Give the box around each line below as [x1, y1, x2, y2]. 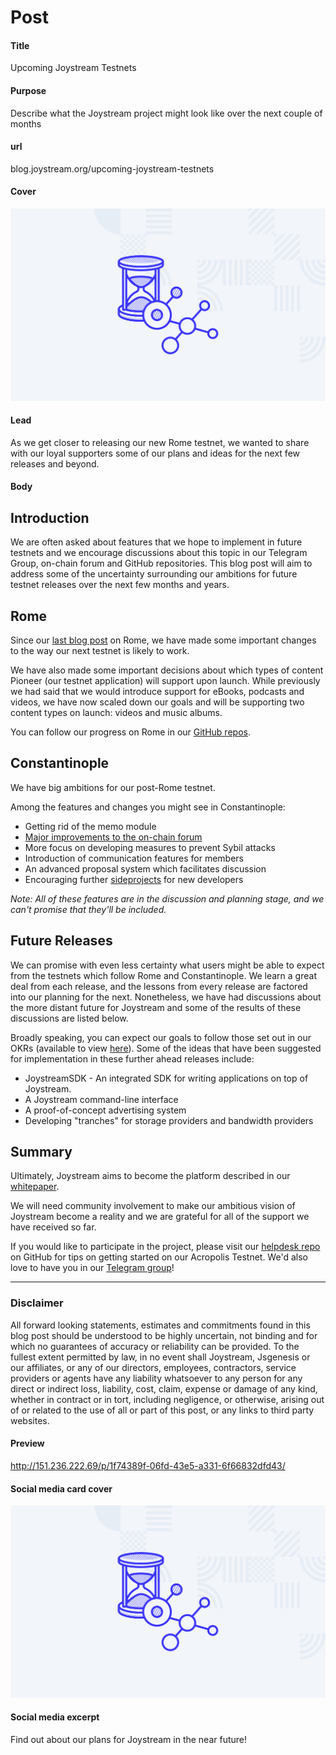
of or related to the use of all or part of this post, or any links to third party [10, 1404, 315, 1416]
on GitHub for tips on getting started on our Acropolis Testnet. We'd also [10, 1251, 308, 1263]
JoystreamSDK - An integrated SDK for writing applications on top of [24, 1072, 309, 1084]
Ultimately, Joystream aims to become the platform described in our [10, 1170, 291, 1182]
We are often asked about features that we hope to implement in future [10, 536, 303, 548]
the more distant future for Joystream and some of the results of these [10, 1001, 302, 1013]
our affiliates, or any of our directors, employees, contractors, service [10, 1361, 297, 1373]
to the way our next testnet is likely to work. [10, 645, 190, 657]
